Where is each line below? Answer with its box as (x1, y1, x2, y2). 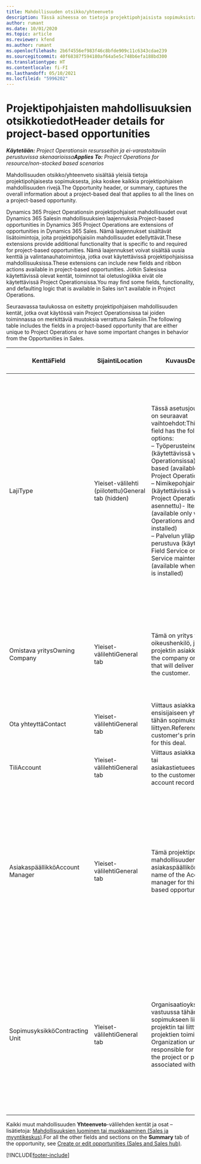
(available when (151, 562, 196, 570)
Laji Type (9, 487, 33, 495)
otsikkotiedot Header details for (6, 115, 165, 128)
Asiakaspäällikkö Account (9, 863, 80, 872)
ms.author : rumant (6, 43, 52, 49)
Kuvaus (165, 356, 188, 365)
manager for (151, 878, 186, 887)
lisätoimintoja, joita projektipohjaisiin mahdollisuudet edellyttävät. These (6, 234, 181, 241)
